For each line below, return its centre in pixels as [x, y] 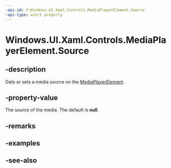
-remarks [20, 126]
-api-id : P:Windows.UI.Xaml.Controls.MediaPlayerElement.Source [75, 10]
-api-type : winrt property [34, 15]
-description [26, 69]
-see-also [21, 161]
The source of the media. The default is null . [52, 110]
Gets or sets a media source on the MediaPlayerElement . [65, 81]
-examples [23, 143]
